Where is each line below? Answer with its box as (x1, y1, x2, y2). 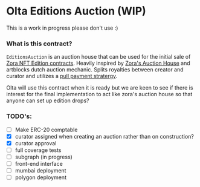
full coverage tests (15, 146, 62, 154)
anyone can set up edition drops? (6, 97, 89, 104)
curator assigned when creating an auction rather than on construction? (15, 133, 195, 140)
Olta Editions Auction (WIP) (6, 4, 146, 18)
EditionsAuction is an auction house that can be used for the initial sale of (6, 53, 191, 61)
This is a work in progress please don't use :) (6, 24, 118, 31)
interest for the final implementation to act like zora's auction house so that (6, 91, 193, 98)
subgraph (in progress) (15, 153, 73, 160)
